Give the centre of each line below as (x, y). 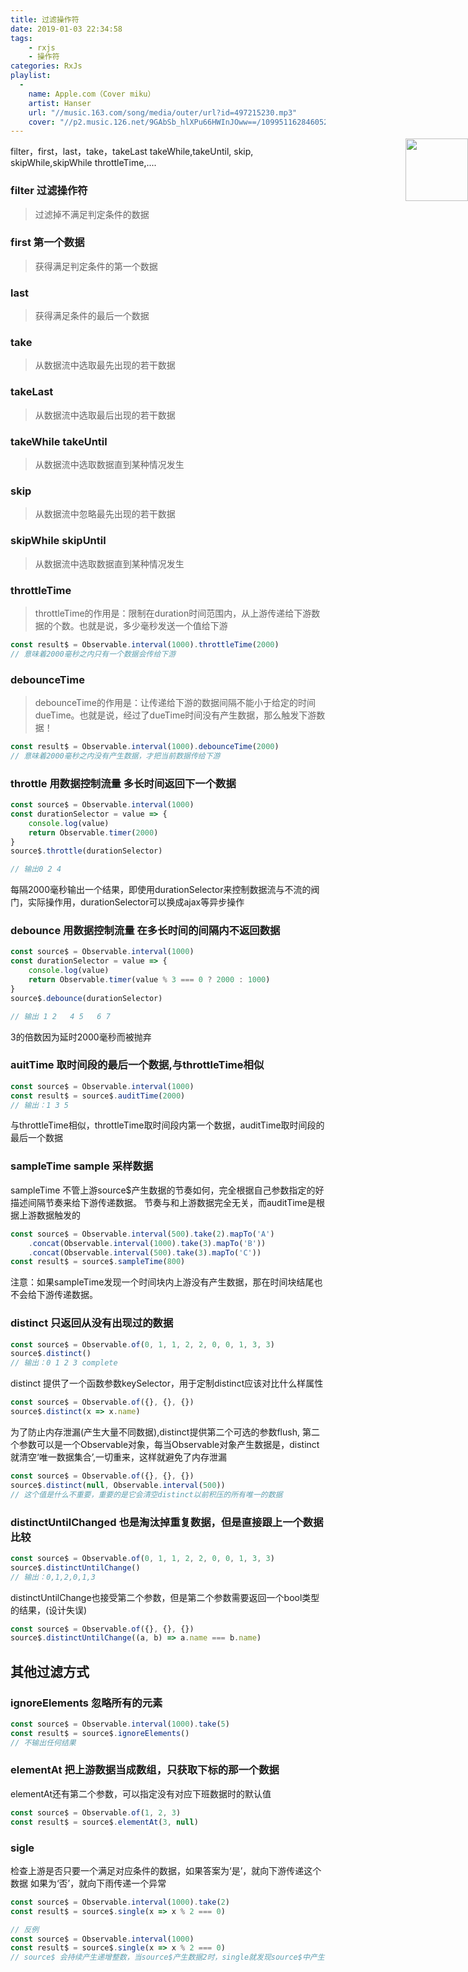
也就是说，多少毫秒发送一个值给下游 (153, 625)
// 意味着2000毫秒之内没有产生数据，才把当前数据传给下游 (115, 756)
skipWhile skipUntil (58, 541)
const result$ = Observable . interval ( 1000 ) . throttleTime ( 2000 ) (145, 644)
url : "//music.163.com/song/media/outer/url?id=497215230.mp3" (163, 112)
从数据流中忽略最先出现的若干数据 (105, 514)
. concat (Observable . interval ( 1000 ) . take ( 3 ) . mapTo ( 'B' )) (147, 1243)
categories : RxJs (46, 66)
